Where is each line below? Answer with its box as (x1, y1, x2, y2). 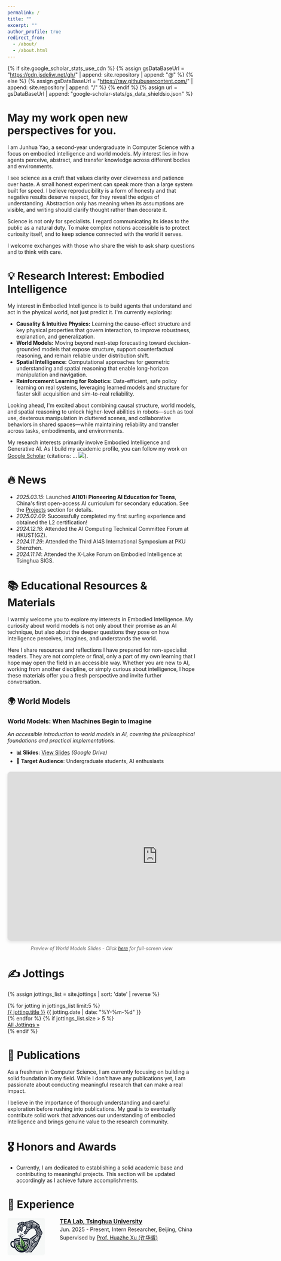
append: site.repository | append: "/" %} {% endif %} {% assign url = (7, 84, 178, 91)
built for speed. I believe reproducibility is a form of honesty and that (7, 187, 176, 194)
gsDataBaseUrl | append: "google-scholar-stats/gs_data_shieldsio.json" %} (7, 90, 194, 97)
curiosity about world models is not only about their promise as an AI (7, 622, 177, 629)
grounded (16, 345, 41, 353)
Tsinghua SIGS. (16, 557, 54, 564)
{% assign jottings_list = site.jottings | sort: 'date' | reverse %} (7, 990, 160, 998)
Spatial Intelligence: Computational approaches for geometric (16, 358, 170, 365)
